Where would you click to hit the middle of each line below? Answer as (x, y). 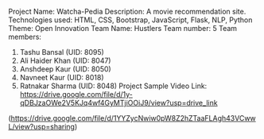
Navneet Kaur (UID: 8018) (62, 77)
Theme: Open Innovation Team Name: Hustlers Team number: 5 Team (122, 28)
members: (25, 37)
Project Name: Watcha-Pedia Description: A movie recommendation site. (127, 12)
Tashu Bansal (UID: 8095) (62, 52)
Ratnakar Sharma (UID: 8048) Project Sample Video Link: (113, 86)
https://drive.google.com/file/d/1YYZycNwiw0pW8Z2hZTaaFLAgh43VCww (133, 118)
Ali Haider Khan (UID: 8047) (65, 60)
